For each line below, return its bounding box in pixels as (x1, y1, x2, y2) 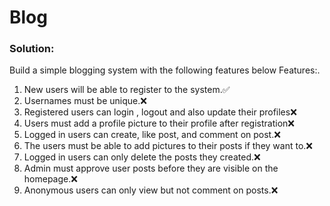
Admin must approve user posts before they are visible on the (23, 162, 279, 175)
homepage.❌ (23, 173, 78, 185)
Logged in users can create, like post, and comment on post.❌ (23, 129, 281, 141)
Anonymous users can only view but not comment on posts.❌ (23, 184, 279, 196)
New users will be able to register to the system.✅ (23, 84, 231, 96)
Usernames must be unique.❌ (23, 95, 147, 107)
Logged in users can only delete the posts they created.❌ (23, 151, 261, 163)
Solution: (9, 42, 55, 56)
